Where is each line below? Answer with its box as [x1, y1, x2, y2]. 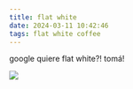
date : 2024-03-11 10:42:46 [9, 21, 109, 30]
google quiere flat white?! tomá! [9, 54, 125, 64]
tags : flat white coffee [9, 29, 101, 38]
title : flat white [9, 12, 77, 22]
